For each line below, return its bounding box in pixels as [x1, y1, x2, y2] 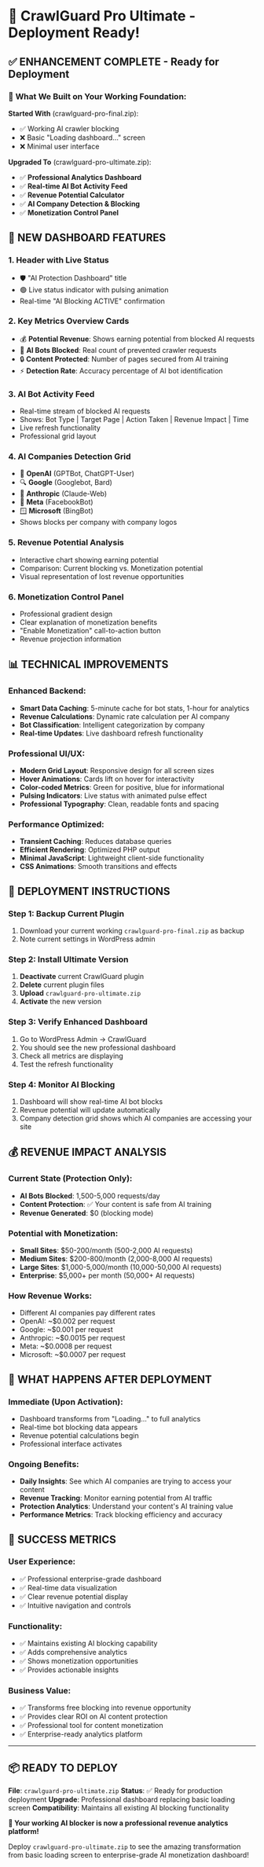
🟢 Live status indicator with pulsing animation [19, 284, 169, 294]
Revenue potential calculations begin [19, 1430, 139, 1440]
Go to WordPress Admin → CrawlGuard [19, 1034, 147, 1044]
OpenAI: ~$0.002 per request [19, 1316, 115, 1326]
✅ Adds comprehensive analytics [19, 1648, 128, 1657]
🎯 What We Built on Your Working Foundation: [8, 90, 187, 101]
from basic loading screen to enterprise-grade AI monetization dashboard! [8, 1850, 249, 1860]
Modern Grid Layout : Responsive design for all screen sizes [19, 766, 214, 776]
